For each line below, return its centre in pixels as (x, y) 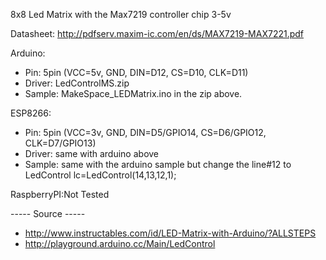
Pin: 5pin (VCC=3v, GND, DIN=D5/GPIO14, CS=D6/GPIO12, (145, 132)
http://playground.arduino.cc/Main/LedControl (120, 243)
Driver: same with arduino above (92, 153)
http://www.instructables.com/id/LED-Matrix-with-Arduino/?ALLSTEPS (170, 233)
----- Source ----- (48, 213)
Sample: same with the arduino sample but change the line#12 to (158, 164)
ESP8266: (31, 113)
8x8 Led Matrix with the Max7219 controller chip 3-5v (121, 14)
